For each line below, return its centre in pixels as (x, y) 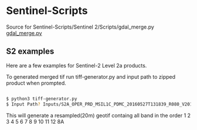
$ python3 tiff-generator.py (42, 99)
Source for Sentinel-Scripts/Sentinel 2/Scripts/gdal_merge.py (80, 27)
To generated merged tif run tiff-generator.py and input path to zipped (91, 76)
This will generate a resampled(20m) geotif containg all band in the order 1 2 (98, 115)
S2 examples (30, 52)
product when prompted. (36, 83)
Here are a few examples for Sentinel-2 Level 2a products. (77, 65)
